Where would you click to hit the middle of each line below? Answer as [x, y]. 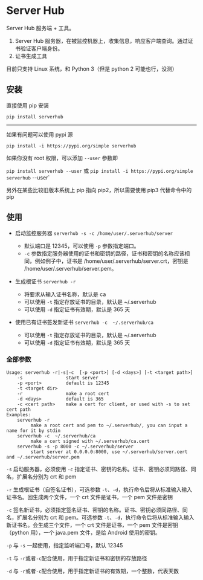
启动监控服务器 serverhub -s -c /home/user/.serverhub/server [94, 233]
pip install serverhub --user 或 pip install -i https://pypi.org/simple [100, 170]
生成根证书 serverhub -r [45, 281]
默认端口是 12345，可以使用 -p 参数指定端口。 [82, 246]
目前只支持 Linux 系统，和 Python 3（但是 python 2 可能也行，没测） [92, 69]
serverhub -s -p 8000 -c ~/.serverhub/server [76, 446]
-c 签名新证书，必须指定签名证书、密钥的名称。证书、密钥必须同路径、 [95, 510]
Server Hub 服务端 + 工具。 [40, 28]
